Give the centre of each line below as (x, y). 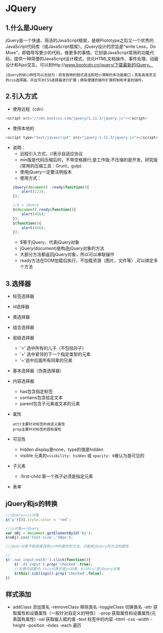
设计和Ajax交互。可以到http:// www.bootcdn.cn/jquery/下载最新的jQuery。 (80, 65)
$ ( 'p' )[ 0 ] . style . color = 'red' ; (38, 520)
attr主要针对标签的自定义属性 (39, 424)
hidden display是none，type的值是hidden (62, 449)
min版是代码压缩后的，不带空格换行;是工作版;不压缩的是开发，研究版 (89, 160)
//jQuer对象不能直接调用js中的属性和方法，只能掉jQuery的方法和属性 (67, 547)
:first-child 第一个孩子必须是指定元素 (56, 476)
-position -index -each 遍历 (54, 625)
